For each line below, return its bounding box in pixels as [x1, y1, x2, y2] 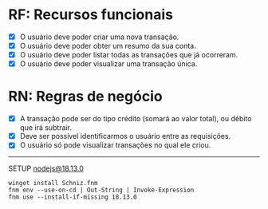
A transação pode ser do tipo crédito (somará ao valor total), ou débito [19, 114, 252, 124]
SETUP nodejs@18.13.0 [8, 164, 84, 173]
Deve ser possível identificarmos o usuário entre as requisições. [19, 132, 231, 141]
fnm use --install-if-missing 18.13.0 [8, 193, 137, 201]
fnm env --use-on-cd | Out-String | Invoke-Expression [8, 186, 195, 195]
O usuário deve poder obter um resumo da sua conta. [19, 41, 197, 50]
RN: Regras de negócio [8, 88, 163, 105]
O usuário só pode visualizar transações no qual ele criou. [19, 140, 211, 150]
